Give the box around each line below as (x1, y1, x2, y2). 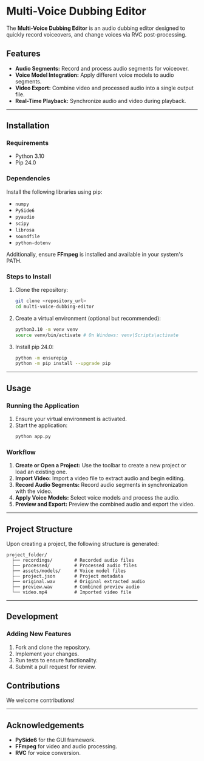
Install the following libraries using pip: (6, 188, 103, 196)
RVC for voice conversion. (15, 749, 81, 757)
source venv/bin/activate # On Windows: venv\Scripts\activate (15, 332, 179, 338)
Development (6, 611, 59, 622)
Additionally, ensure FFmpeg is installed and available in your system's (6, 250, 183, 258)
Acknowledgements (6, 720, 84, 731)
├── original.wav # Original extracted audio (12, 578, 146, 584)
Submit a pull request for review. (15, 663, 97, 670)
